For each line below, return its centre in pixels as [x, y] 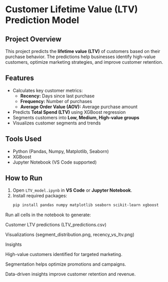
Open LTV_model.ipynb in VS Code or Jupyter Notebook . [72, 190]
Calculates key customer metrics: [48, 90]
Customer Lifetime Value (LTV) [72, 9]
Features [20, 78]
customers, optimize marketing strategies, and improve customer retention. [84, 62]
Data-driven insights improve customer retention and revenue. [71, 274]
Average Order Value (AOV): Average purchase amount [79, 107]
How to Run [24, 178]
